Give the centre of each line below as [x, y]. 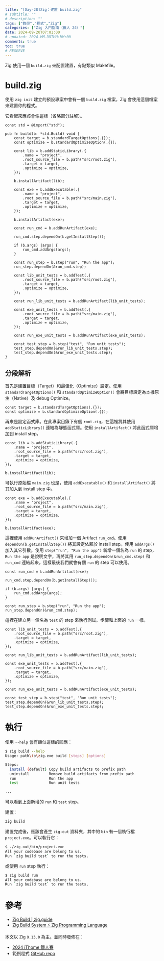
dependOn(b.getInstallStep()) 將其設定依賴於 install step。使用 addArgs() [80, 544]
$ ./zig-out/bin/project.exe [35, 847]
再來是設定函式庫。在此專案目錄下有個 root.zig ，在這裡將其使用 [70, 422]
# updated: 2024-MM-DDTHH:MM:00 [38, 37]
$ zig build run [22, 875]
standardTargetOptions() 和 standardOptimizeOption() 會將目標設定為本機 [80, 392]
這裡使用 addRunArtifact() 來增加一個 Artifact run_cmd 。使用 [66, 538]
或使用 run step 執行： [27, 866]
